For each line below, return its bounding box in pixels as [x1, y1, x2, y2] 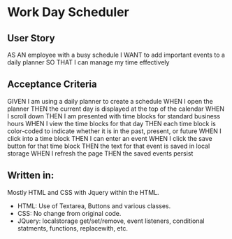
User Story [7, 32, 55, 44]
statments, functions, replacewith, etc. [17, 224, 128, 232]
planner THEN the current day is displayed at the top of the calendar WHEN [7, 104, 225, 113]
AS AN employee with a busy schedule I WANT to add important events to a [7, 50, 226, 59]
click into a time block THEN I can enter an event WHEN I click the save [7, 134, 212, 142]
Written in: [7, 170, 55, 182]
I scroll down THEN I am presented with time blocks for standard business [7, 111, 221, 120]
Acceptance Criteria [7, 78, 97, 90]
